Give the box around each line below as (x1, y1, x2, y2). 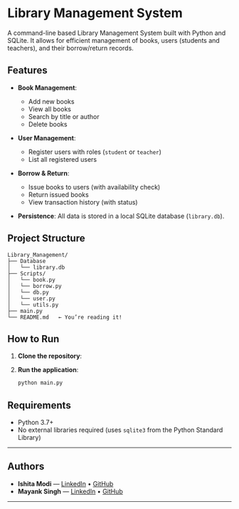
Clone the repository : (17, 351, 83, 361)
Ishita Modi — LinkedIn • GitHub (17, 479, 114, 488)
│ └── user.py (7, 294, 55, 302)
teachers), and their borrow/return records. (7, 43, 134, 52)
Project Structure (7, 232, 85, 245)
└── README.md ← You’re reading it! (7, 314, 122, 321)
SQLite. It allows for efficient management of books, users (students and (7, 36, 221, 44)
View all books (28, 105, 71, 113)
